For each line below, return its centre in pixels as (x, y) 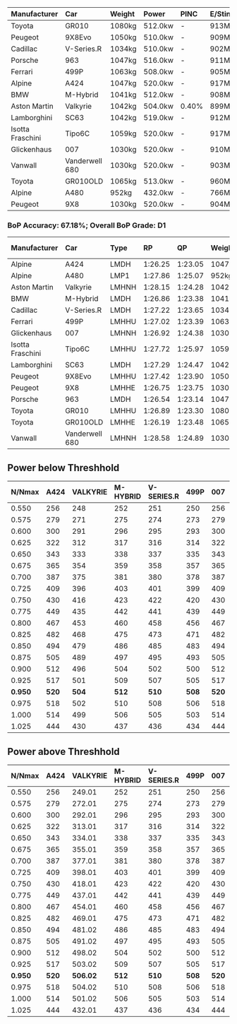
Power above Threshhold (63, 751)
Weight (123, 14)
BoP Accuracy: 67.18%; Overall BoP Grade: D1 (87, 225)
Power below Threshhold (63, 468)
